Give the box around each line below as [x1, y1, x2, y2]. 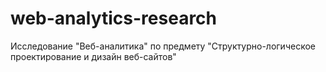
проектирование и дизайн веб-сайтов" [10, 50, 177, 62]
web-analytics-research [10, 7, 218, 30]
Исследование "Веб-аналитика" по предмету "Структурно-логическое [10, 40, 316, 52]
